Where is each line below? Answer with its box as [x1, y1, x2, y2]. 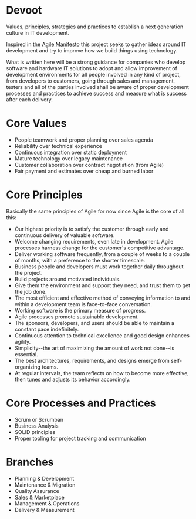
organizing [14, 363, 41, 370]
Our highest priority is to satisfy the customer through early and [14, 225, 169, 232]
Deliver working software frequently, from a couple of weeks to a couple [14, 250, 190, 257]
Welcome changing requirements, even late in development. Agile [14, 238, 174, 245]
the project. [14, 269, 43, 276]
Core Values [6, 117, 67, 130]
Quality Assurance [14, 487, 60, 494]
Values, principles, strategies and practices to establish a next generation [6, 23, 184, 30]
